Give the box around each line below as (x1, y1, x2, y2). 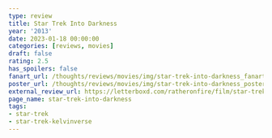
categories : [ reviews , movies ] (8, 42, 114, 50)
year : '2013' (8, 27, 53, 35)
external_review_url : (8, 87, 82, 96)
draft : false (8, 50, 53, 58)
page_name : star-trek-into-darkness (8, 95, 132, 103)
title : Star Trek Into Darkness (8, 19, 117, 28)
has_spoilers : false (8, 65, 79, 73)
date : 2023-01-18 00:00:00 (8, 34, 100, 43)
